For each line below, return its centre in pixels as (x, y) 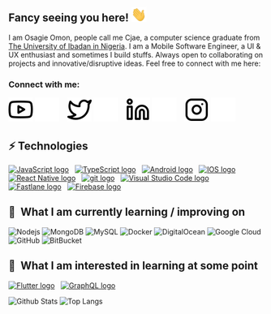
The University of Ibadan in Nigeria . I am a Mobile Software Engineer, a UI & (135, 46)
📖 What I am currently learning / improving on (127, 212)
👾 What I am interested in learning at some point (133, 266)
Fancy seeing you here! (69, 18)
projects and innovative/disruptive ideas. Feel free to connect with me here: (135, 63)
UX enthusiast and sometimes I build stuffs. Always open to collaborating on (136, 54)
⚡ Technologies (48, 146)
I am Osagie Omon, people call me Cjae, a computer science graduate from (134, 37)
